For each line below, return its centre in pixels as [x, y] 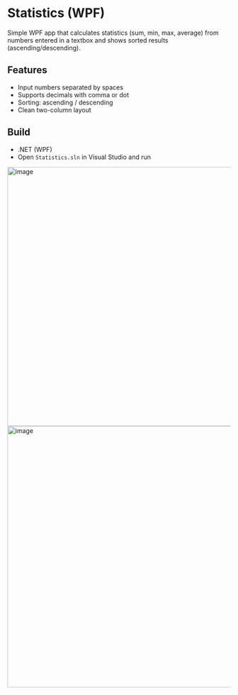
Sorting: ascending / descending [65, 102]
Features [27, 70]
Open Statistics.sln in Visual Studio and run [84, 157]
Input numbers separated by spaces [70, 87]
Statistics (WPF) [56, 13]
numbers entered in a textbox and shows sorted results [88, 40]
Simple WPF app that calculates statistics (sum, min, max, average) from [113, 33]
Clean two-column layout [55, 110]
